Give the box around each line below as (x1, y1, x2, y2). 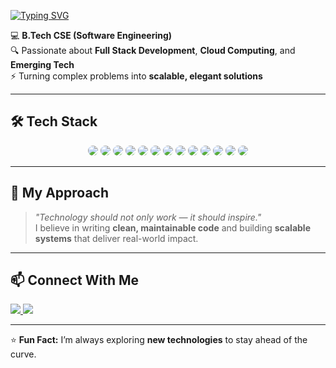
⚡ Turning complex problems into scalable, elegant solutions (10, 70, 263, 82)
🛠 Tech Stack (10, 113, 98, 130)
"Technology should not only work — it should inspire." (34, 211, 262, 223)
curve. (10, 348, 37, 360)
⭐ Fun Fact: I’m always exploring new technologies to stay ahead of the (10, 334, 308, 346)
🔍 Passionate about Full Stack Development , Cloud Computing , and (10, 45, 296, 56)
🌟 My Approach (10, 185, 110, 202)
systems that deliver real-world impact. (34, 232, 199, 244)
